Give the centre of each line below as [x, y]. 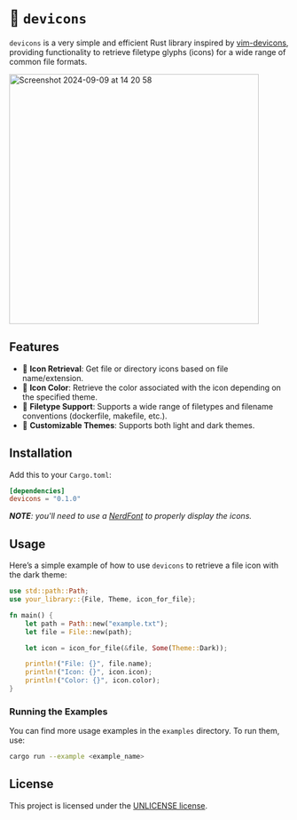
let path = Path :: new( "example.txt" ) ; [97, 624]
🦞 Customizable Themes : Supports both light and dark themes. [138, 425]
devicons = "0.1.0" [45, 499]
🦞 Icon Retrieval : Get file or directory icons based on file [125, 369]
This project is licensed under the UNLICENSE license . [109, 805]
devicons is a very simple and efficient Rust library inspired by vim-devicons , [149, 43]
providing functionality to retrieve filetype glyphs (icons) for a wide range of [148, 52]
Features [34, 347]
